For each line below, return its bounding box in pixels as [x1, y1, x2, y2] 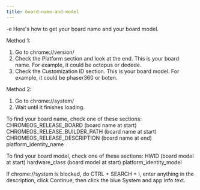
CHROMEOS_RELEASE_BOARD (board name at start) [6, 121, 137, 129]
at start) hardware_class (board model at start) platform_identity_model [6, 158, 182, 165]
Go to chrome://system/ [14, 97, 74, 104]
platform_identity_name [6, 140, 64, 147]
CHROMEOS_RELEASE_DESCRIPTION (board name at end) [6, 134, 152, 141]
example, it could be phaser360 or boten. [14, 74, 118, 81]
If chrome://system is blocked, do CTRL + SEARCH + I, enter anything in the [6, 170, 194, 177]
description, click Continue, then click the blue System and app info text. [6, 176, 186, 183]
